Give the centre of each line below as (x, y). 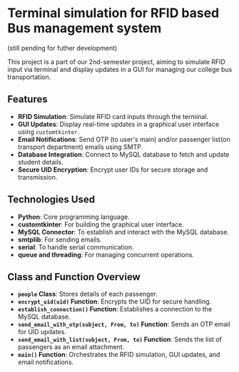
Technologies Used (51, 200)
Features (27, 99)
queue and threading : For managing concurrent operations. (106, 254)
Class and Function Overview (74, 277)
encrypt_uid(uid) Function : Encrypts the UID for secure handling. (115, 301)
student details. (41, 162)
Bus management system (85, 28)
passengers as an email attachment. (71, 347)
